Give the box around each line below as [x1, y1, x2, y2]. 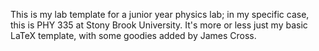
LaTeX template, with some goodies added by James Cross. [10, 30, 257, 41]
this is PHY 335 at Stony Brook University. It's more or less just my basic [10, 19, 308, 31]
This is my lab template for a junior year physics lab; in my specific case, [10, 9, 310, 20]
